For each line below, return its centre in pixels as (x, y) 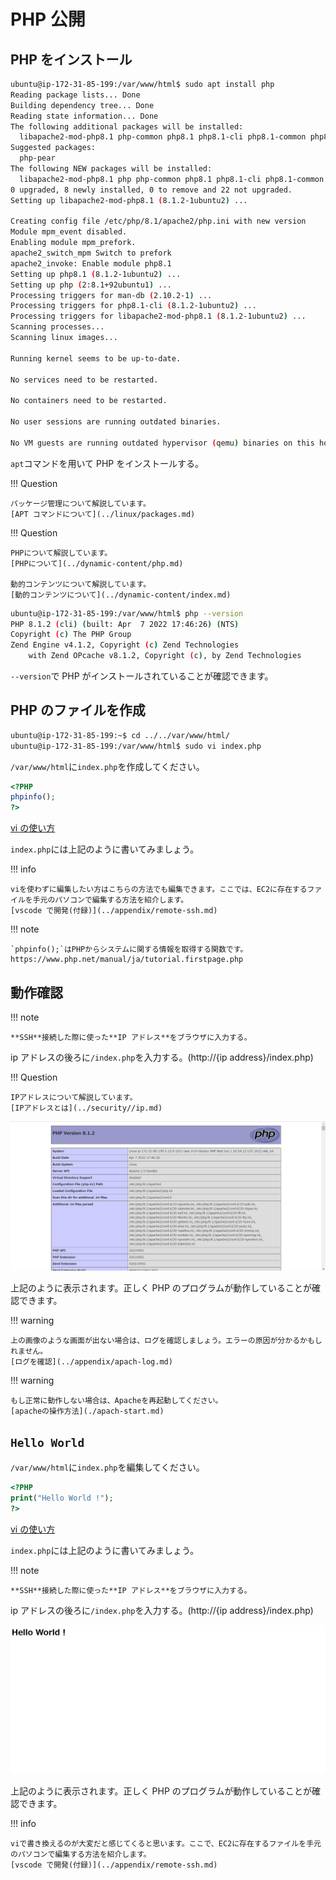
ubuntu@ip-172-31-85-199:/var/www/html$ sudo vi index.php (136, 746)
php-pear (37, 158)
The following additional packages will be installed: (127, 126)
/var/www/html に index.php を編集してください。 (107, 1467)
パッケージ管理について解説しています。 (80, 503)
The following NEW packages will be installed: (111, 169)
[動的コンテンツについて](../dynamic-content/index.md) (121, 595)
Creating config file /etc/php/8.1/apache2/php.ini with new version (158, 221)
